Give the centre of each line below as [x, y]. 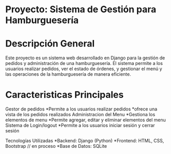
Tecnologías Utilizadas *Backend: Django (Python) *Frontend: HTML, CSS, [85, 141]
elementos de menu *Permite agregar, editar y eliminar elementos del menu [85, 120]
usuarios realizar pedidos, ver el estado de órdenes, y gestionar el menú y [84, 69]
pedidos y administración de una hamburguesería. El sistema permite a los [84, 63]
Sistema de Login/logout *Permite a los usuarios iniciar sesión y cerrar [80, 125]
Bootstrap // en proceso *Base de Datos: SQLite [56, 146]
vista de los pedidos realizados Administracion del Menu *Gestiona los [80, 115]
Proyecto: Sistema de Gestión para [81, 9]
